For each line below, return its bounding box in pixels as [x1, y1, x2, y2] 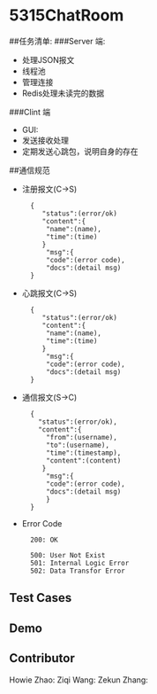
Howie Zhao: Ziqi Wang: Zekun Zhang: [9, 675, 148, 685]
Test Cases [9, 590, 72, 605]
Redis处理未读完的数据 [21, 88, 105, 98]
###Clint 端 [9, 106, 51, 117]
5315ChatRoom [9, 5, 124, 26]
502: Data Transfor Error [30, 566, 125, 575]
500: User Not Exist [30, 550, 106, 559]
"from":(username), [45, 433, 117, 441]
